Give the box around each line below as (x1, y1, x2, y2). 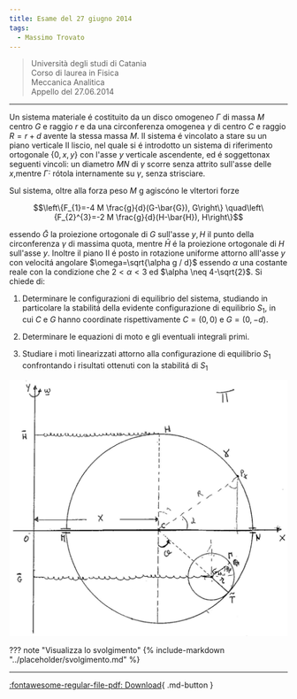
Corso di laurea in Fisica (30, 67, 119, 79)
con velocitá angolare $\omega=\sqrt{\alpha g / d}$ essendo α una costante (9, 257, 288, 268)
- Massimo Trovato (17, 33, 86, 42)
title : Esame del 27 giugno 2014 (9, 14, 133, 23)
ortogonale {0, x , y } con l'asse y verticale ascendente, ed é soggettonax (9, 150, 270, 160)
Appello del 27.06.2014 (30, 87, 115, 97)
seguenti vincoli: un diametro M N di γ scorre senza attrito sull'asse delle (9, 159, 272, 170)
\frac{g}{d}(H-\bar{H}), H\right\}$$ (115, 212, 244, 223)
